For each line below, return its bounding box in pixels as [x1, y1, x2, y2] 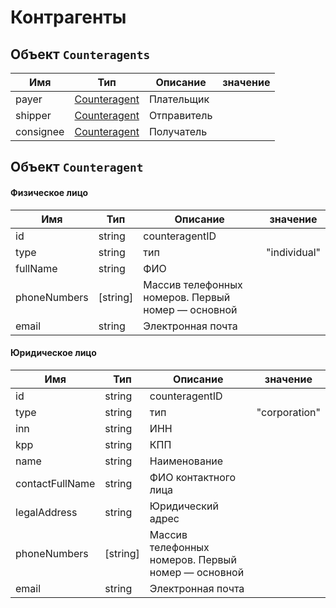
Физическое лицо [10, 186, 89, 198]
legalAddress [15, 505, 78, 519]
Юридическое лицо [10, 347, 97, 359]
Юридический [149, 499, 219, 513]
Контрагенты [10, 6, 127, 29]
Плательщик [148, 92, 210, 106]
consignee [15, 125, 65, 138]
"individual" [266, 245, 321, 259]
